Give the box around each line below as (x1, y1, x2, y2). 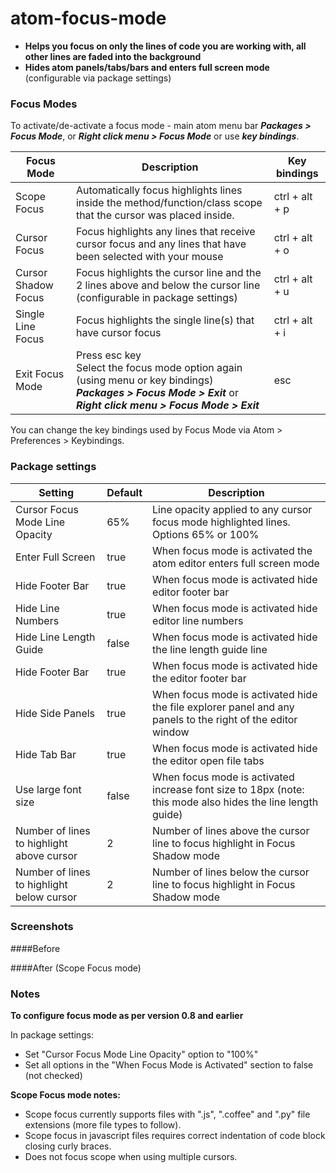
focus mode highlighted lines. (152, 515, 291, 529)
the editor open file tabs (152, 753, 265, 767)
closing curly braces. (24, 1140, 112, 1152)
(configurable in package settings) (75, 291, 238, 305)
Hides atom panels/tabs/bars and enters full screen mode (24, 61, 270, 73)
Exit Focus (15, 367, 65, 381)
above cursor (15, 848, 78, 862)
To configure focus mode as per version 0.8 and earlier (10, 1010, 244, 1022)
